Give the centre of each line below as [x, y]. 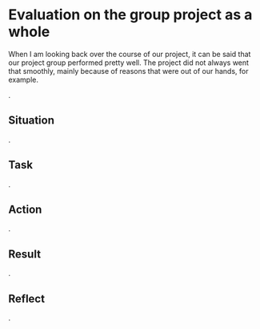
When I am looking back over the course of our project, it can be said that [130, 54]
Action [25, 209]
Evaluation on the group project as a [130, 15]
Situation [31, 121]
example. [23, 79]
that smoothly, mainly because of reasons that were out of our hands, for [128, 71]
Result [25, 254]
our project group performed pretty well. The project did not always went [129, 63]
